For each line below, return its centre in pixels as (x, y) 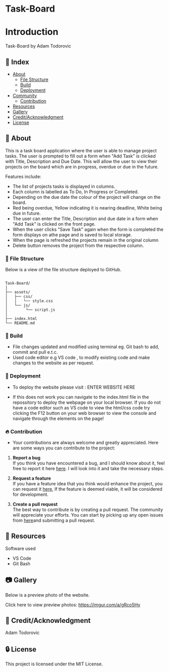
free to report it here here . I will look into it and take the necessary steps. (88, 468)
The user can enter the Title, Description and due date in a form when (85, 219)
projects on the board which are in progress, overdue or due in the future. (82, 166)
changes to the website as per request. (53, 363)
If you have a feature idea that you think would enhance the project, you (88, 483)
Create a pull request (35, 504)
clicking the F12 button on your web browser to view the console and (85, 413)
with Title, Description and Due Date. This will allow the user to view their (81, 161)
